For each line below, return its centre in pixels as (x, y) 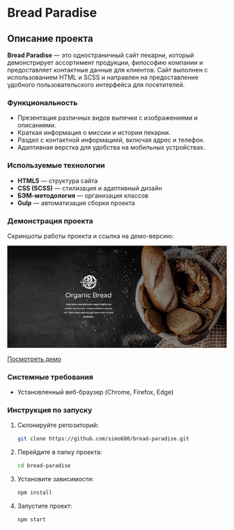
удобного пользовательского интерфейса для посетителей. (96, 85)
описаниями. (37, 125)
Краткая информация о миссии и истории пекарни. (94, 133)
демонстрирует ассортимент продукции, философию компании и (105, 63)
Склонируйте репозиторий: (58, 425)
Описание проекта (50, 39)
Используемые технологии (56, 166)
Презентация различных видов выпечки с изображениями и (108, 118)
